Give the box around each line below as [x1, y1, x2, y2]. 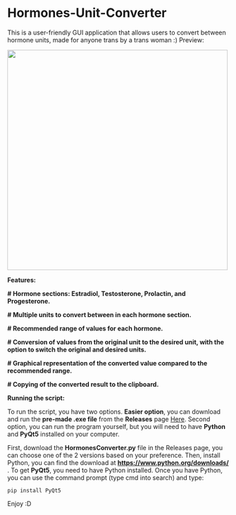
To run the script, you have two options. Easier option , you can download [7, 407, 221, 416]
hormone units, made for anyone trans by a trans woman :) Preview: [7, 35, 204, 44]
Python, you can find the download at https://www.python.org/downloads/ [7, 458, 229, 466]
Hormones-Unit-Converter [7, 5, 167, 21]
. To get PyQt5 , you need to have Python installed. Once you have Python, [7, 466, 223, 474]
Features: [7, 275, 37, 284]
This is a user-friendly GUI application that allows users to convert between [7, 28, 227, 37]
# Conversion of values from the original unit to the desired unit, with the [7, 337, 224, 346]
